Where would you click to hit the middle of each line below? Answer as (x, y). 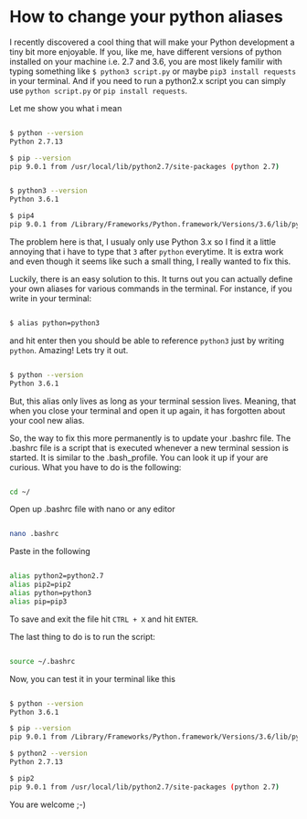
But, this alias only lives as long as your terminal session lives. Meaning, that (153, 401)
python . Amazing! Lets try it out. (69, 350)
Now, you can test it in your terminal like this (93, 678)
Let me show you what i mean (66, 108)
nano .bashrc (34, 534)
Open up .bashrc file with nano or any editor (92, 509)
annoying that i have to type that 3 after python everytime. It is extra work (147, 251)
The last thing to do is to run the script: (82, 636)
